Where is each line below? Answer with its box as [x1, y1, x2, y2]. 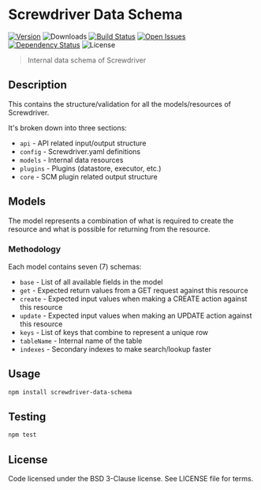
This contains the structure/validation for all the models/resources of [8, 99, 231, 108]
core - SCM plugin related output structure [19, 171, 158, 181]
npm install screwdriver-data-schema [8, 388, 132, 396]
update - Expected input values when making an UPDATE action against [19, 311, 252, 320]
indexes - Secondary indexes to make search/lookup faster [19, 344, 211, 353]
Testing [8, 409, 47, 424]
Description [8, 78, 67, 92]
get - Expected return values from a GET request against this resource [19, 285, 248, 295]
